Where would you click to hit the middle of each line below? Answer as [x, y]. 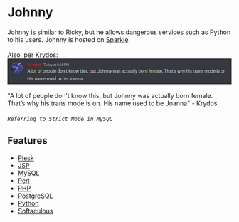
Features [27, 141]
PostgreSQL [35, 196]
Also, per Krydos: [33, 55]
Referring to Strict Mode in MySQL [60, 119]
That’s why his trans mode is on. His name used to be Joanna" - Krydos [112, 103]
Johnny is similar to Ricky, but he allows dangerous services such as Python [119, 32]
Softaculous [35, 211]
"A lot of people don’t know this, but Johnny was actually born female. [110, 95]
